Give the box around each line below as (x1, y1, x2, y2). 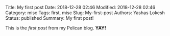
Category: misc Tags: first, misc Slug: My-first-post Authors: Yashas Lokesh (5, 10, 165, 16)
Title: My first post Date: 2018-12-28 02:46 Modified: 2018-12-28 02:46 (5, 5, 156, 10)
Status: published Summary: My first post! (5, 15, 94, 21)
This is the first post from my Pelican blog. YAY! (5, 25, 106, 31)
